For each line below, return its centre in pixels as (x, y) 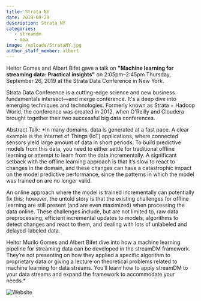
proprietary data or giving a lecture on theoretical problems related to (92, 261)
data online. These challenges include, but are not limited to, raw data (92, 211)
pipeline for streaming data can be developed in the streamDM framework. (98, 248)
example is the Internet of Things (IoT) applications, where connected (92, 136)
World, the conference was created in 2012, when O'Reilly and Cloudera (95, 111)
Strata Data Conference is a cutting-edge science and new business (91, 92)
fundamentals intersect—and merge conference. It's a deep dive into (91, 99)
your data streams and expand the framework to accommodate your (91, 274)
